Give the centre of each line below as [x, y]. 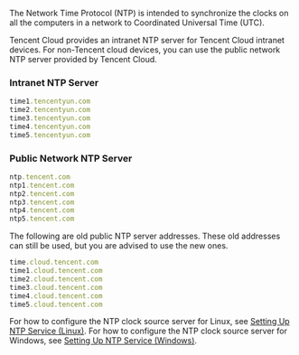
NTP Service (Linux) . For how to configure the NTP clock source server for [148, 331]
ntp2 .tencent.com [42, 193]
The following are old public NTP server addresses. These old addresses [145, 236]
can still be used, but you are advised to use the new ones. [119, 246]
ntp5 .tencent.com [42, 219]
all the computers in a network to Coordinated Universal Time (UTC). [137, 23]
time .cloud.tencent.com [54, 262]
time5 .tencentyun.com [50, 135]
